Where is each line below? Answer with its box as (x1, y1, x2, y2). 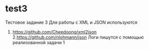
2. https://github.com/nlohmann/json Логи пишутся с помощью (12, 34, 144, 40)
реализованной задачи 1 (12, 39, 65, 45)
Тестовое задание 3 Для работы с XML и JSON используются (5, 19, 137, 25)
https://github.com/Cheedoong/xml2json (12, 29, 97, 35)
